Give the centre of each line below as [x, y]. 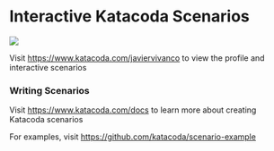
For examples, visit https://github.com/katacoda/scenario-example [133, 137]
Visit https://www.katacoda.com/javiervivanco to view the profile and [137, 58]
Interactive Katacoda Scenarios [129, 17]
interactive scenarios [48, 67]
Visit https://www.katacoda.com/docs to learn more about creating [133, 110]
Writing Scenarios [49, 90]
